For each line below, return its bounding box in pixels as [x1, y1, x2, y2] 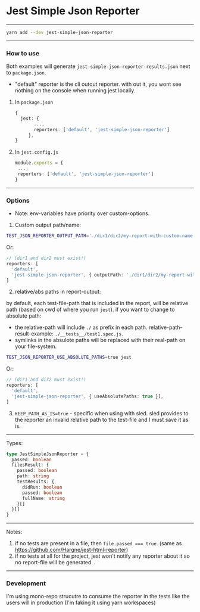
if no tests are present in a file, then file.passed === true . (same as [14, 540, 182, 547]
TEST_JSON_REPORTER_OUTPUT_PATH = [6, 233, 89, 239]
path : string [17, 473, 49, 479]
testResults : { [17, 479, 55, 485]
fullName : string [21, 495, 65, 501]
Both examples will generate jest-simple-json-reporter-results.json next [6, 63, 190, 70]
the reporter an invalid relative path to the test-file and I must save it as [14, 416, 189, 423]
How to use [6, 49, 40, 57]
